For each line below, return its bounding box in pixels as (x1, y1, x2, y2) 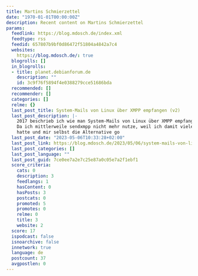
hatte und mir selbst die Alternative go (16, 129, 120, 136)
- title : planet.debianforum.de (11, 69, 91, 75)
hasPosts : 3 (16, 189, 46, 195)
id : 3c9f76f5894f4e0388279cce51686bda (16, 80, 112, 86)
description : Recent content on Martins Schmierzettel (6, 19, 144, 25)
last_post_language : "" (11, 151, 70, 157)
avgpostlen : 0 (11, 261, 46, 267)
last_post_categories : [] (11, 146, 75, 152)
